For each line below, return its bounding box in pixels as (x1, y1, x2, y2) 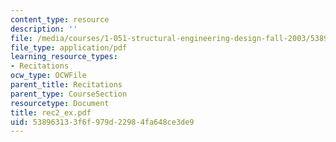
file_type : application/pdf (10, 42, 128, 53)
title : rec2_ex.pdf (10, 107, 92, 118)
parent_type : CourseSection (10, 89, 128, 99)
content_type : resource (10, 14, 110, 25)
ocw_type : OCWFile (10, 71, 87, 81)
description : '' (10, 24, 78, 34)
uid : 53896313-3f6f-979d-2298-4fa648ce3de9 (10, 117, 195, 127)
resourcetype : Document (10, 98, 110, 108)
